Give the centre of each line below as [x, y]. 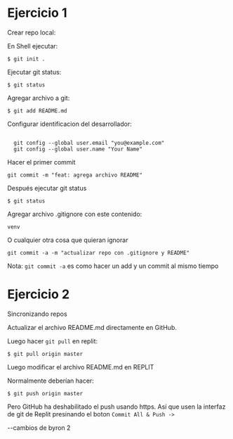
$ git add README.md [38, 110]
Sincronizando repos [38, 314]
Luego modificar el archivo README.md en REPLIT [81, 367]
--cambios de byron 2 [39, 428]
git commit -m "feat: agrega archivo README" [75, 175]
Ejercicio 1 [37, 13]
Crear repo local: [32, 32]
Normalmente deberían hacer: [51, 381]
